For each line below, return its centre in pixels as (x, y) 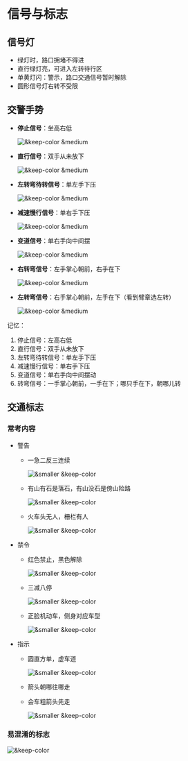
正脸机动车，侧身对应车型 (64, 615)
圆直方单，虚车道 (52, 658)
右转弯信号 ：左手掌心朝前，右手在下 (69, 268)
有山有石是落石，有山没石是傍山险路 (79, 488)
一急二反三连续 (49, 460)
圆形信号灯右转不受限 (47, 86)
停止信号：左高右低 (45, 340)
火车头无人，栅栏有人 (58, 516)
